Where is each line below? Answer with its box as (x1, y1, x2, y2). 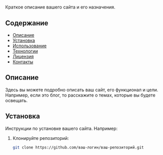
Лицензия (12, 53, 34, 59)
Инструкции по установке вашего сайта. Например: (5, 125, 118, 131)
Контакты (12, 59, 34, 64)
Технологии (12, 48, 38, 54)
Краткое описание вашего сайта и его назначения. (5, 4, 116, 10)
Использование (12, 43, 47, 49)
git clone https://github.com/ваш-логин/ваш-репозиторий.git (12, 145, 144, 150)
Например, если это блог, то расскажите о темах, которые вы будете (5, 92, 155, 98)
